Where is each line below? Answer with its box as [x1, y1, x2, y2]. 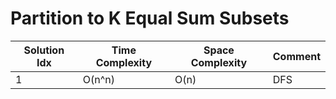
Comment [272, 49, 321, 63]
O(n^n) [82, 72, 115, 86]
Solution [23, 43, 65, 57]
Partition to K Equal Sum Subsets [10, 7, 290, 30]
